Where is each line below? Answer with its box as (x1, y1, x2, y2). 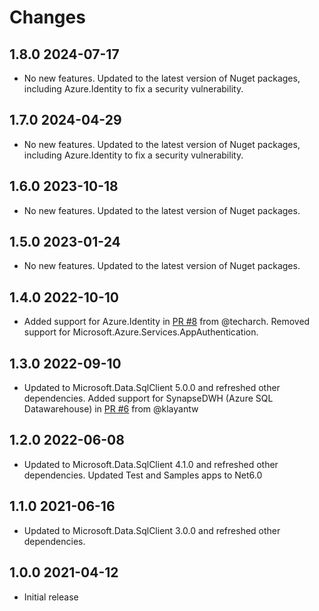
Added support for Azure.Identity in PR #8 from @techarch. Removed (23, 316, 311, 328)
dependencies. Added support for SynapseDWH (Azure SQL (23, 392, 274, 405)
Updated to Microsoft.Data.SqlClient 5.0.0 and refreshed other (23, 382, 281, 394)
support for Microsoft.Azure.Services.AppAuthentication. (23, 326, 259, 338)
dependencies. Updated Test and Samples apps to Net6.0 (23, 469, 263, 481)
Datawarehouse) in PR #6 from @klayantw (23, 403, 199, 415)
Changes (9, 6, 86, 29)
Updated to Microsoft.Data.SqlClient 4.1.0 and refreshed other (23, 458, 279, 470)
